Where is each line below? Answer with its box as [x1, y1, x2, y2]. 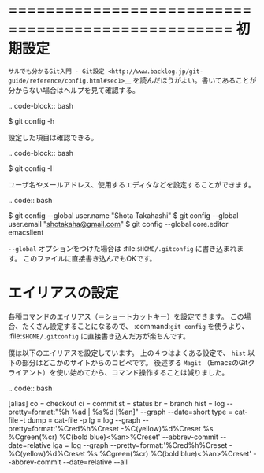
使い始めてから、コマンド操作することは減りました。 [56, 368, 229, 377]
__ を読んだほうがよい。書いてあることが [125, 76, 257, 85]
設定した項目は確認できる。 [8, 132, 99, 142]
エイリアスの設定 [8, 284, 120, 302]
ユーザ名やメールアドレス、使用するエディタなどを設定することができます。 [8, 179, 256, 189]
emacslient [8, 227, 44, 237]
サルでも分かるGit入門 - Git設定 [8, 68, 105, 76]
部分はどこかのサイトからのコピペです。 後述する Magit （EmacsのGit [21, 357, 248, 367]
